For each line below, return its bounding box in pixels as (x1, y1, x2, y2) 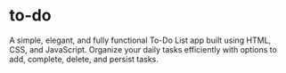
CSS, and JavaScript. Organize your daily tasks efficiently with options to (9, 44, 278, 54)
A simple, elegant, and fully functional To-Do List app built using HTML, (9, 35, 272, 45)
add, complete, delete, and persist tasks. (9, 53, 159, 64)
